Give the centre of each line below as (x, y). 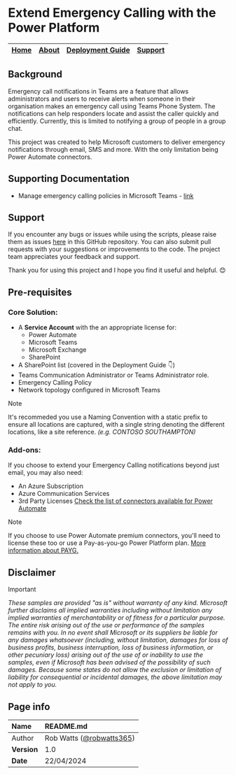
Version (25, 749)
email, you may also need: (46, 473)
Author (23, 738)
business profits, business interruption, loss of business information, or (111, 648)
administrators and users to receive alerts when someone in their (102, 99)
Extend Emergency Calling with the (112, 13)
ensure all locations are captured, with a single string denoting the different (116, 425)
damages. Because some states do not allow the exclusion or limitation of (115, 670)
